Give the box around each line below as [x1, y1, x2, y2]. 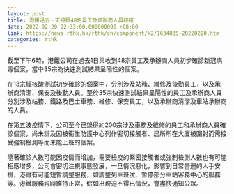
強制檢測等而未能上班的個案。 [13, 138, 99, 147]
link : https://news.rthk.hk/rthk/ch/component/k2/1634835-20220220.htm [7, 29, 219, 37]
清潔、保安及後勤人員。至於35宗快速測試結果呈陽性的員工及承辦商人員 [19, 89, 222, 97]
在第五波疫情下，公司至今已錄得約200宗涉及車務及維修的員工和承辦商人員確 [7, 121, 226, 129]
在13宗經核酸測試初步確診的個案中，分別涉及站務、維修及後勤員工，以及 [7, 80, 215, 88]
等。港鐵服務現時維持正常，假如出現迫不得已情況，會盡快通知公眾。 [7, 179, 203, 188]
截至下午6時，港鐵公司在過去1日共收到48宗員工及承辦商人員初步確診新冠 [7, 57, 217, 65]
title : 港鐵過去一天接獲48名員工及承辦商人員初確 [7, 17, 134, 24]
